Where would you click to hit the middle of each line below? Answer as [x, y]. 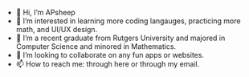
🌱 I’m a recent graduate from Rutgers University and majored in [120, 38]
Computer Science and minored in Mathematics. [96, 47]
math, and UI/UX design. [57, 29]
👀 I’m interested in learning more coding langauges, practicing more [128, 21]
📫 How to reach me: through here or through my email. [108, 64]
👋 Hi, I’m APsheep [46, 12]
